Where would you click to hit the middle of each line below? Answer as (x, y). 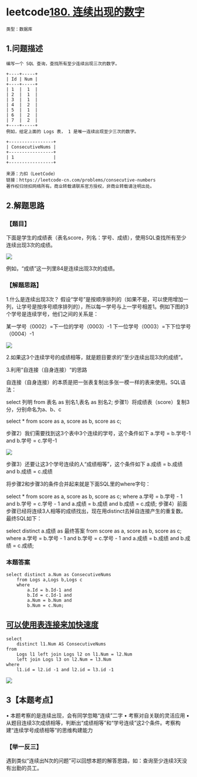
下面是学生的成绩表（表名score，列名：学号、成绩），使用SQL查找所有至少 (96, 238)
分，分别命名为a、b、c (34, 409)
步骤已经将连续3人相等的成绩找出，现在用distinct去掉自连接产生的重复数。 (96, 511)
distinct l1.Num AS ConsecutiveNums (62, 644)
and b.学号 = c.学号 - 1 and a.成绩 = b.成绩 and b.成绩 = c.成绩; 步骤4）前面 (97, 503)
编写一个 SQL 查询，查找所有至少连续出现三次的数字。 (63, 63)
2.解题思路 (26, 206)
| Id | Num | (22, 79)
